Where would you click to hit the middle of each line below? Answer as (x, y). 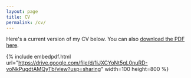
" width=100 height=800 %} (135, 69)
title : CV (18, 17)
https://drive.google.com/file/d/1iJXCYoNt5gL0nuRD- (83, 63)
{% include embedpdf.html (39, 57)
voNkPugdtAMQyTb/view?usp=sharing (54, 69)
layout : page (22, 11)
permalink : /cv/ (26, 22)
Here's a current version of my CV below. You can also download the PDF (95, 39)
